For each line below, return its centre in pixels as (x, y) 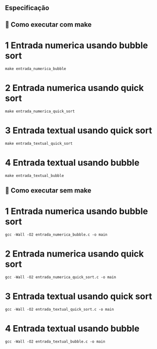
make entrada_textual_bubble (35, 175)
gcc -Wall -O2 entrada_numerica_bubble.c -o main (56, 235)
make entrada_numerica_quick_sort (40, 111)
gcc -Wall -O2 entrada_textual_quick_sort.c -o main (60, 309)
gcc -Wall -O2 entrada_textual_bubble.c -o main (55, 341)
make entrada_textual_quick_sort (39, 143)
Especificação (27, 8)
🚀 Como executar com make (48, 25)
